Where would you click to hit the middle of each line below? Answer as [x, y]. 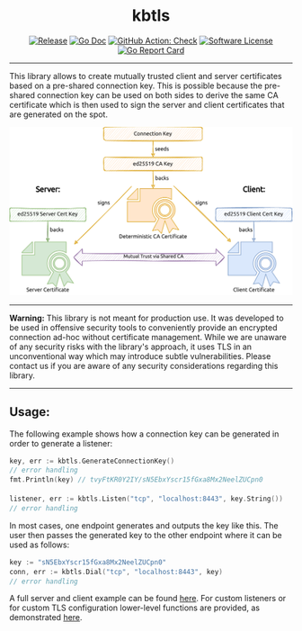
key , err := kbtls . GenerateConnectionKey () [92, 461]
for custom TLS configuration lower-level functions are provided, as [135, 608]
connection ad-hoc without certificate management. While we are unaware [148, 337]
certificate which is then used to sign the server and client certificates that [147, 104]
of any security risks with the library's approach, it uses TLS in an [131, 347]
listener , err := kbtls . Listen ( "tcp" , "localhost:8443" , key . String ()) [146, 499]
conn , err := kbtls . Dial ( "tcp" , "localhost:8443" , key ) [116, 572]
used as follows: [40, 545]
